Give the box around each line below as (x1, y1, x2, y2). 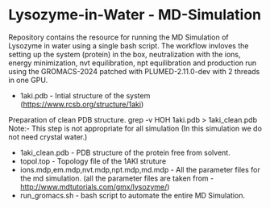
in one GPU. (8, 75, 48, 85)
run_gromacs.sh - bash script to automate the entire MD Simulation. (19, 190, 246, 200)
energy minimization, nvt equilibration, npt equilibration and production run (8, 58, 257, 68)
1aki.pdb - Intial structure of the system (19, 90, 151, 100)
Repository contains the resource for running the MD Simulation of (8, 32, 229, 42)
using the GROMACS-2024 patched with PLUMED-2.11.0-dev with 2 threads (8, 66, 260, 76)
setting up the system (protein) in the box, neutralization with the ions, (8, 49, 241, 59)
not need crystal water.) (8, 131, 88, 142)
